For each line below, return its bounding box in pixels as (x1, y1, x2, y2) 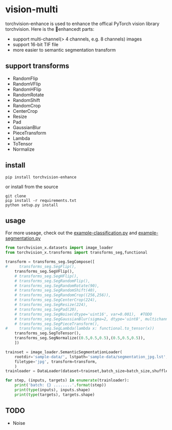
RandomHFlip (12, 86, 42, 92)
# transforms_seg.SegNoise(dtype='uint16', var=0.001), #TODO (14, 312, 153, 317)
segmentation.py (5, 235, 41, 241)
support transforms (5, 62, 70, 70)
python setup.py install (5, 202, 58, 208)
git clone (5, 193, 27, 198)
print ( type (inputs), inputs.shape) (14, 387, 91, 393)
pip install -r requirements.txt (5, 198, 77, 203)
